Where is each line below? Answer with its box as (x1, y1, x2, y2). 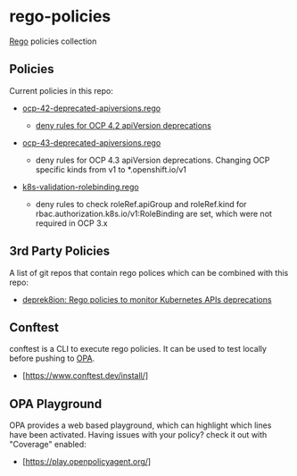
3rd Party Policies (9, 244, 111, 259)
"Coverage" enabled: (9, 439, 87, 450)
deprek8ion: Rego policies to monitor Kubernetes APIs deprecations (21, 294, 272, 305)
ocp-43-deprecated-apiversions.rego (21, 137, 161, 148)
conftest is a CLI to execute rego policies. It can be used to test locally (9, 344, 268, 355)
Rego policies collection (9, 36, 97, 46)
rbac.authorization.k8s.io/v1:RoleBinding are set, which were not (35, 208, 272, 219)
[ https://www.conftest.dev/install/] (21, 371, 149, 381)
